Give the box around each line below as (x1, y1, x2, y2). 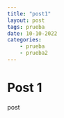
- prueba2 (19, 50, 49, 57)
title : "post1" (7, 10, 51, 18)
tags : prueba (7, 23, 45, 30)
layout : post (7, 17, 45, 24)
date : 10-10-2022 (7, 29, 58, 37)
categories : (7, 37, 42, 44)
